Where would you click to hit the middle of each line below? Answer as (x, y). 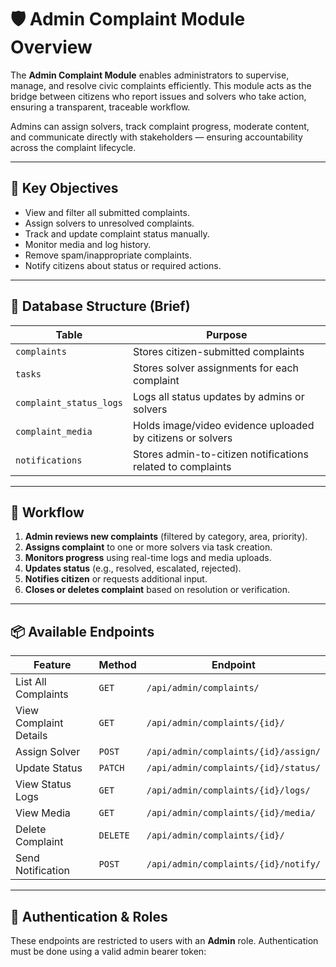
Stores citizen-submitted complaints (218, 351)
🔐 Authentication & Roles (89, 916)
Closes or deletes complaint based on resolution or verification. (157, 590)
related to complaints (182, 466)
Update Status (49, 768)
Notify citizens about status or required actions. (123, 265)
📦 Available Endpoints (82, 631)
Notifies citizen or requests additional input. (116, 579)
